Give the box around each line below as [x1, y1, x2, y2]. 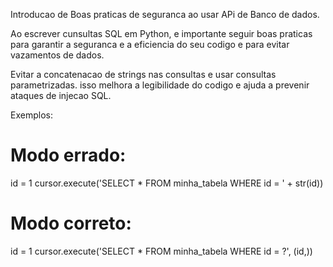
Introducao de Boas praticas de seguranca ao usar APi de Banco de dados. [10, 9, 320, 20]
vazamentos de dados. [10, 49, 105, 61]
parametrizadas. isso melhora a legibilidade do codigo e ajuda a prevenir [10, 79, 310, 91]
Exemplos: [10, 109, 53, 121]
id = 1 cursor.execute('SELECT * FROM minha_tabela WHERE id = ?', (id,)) [10, 245, 313, 257]
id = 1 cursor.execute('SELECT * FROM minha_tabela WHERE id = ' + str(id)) [10, 177, 324, 189]
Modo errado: [10, 144, 127, 167]
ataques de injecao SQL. [10, 90, 112, 101]
